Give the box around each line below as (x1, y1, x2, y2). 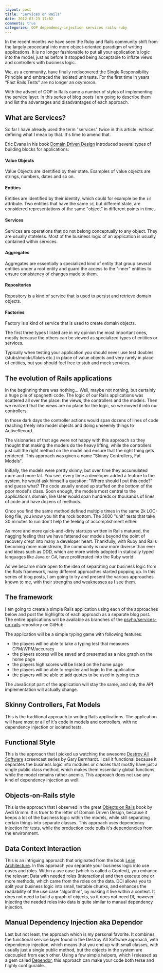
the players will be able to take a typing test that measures (12, 641, 129, 646)
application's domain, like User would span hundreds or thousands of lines (5, 493, 155, 499)
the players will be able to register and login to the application (12, 666, 136, 672)
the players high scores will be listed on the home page (12, 661, 123, 667)
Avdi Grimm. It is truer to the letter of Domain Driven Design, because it (5, 810, 147, 816)
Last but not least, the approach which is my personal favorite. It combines (5, 931, 155, 937)
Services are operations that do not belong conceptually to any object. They (5, 228, 158, 234)
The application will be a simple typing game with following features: (5, 631, 143, 637)
